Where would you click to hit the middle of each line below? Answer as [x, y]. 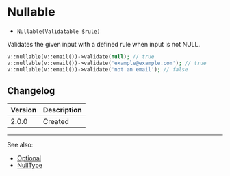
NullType [30, 166]
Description [63, 110]
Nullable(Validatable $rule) [59, 32]
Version [24, 110]
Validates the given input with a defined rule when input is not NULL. [104, 44]
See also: [20, 145]
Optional [29, 158]
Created [56, 122]
